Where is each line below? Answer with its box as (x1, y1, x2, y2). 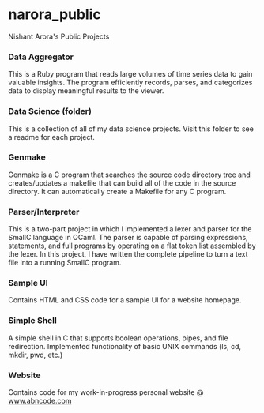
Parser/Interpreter (8, 206, 80, 217)
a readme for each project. (8, 132, 95, 141)
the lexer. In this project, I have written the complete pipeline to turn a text (8, 250, 248, 259)
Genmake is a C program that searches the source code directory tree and (8, 170, 251, 179)
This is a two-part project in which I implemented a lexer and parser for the (8, 224, 252, 234)
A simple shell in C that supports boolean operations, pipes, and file (8, 333, 228, 343)
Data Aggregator (8, 51, 74, 62)
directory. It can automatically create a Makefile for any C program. (8, 186, 227, 196)
